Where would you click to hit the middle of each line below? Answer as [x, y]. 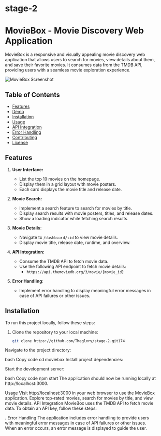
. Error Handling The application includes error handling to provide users [77, 418]
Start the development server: [35, 369]
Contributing [24, 137]
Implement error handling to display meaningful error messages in [85, 290]
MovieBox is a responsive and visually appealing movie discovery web [75, 54]
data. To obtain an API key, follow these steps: [51, 408]
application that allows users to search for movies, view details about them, [80, 60]
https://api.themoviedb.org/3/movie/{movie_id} [75, 272]
